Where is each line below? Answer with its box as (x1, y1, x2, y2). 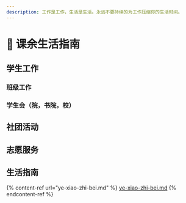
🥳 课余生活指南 (6, 37, 80, 51)
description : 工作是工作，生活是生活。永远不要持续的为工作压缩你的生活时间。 (6, 9, 183, 15)
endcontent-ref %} (6, 190, 54, 197)
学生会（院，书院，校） (6, 102, 75, 110)
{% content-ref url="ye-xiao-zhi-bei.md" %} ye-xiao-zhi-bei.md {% (6, 184, 177, 191)
